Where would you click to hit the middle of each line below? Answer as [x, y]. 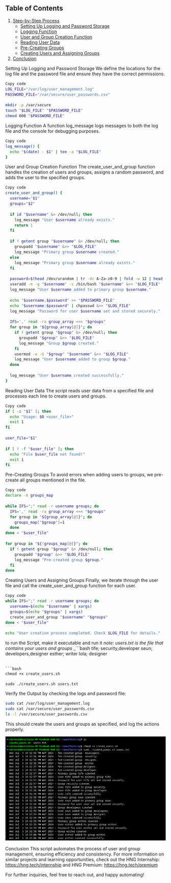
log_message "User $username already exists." [65, 220]
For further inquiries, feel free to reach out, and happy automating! [75, 874]
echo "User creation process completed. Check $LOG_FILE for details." [83, 633]
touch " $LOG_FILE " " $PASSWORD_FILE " [44, 111]
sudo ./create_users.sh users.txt [42, 684]
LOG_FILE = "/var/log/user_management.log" [50, 89]
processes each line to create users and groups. [56, 396]
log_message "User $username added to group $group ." [73, 359]
